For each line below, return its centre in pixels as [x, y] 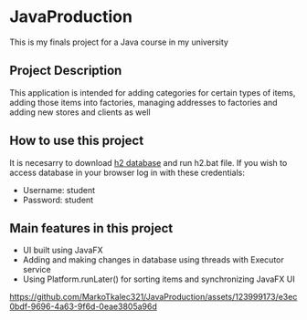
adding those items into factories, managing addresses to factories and [143, 102]
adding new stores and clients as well [80, 112]
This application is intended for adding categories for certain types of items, [153, 92]
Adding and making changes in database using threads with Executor [153, 260]
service [37, 270]
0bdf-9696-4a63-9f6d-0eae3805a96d [83, 306]
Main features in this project [91, 228]
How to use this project [77, 141]
